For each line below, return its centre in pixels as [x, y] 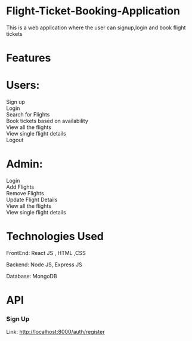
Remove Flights [25, 193]
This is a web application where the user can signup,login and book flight [96, 27]
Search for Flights [28, 115]
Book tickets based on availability [47, 121]
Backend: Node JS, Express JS [44, 265]
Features [29, 58]
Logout [15, 140]
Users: [23, 85]
